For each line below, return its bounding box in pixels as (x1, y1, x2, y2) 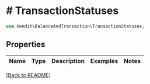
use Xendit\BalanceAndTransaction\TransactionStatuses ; (6, 23, 145, 29)
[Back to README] (6, 71, 51, 78)
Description (51, 57, 85, 65)
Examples (90, 57, 118, 65)
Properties (6, 40, 46, 50)
